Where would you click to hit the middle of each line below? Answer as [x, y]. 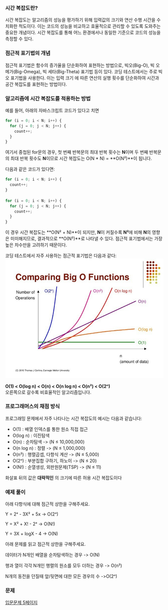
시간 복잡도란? [22, 8]
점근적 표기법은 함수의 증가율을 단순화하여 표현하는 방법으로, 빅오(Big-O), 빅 [80, 65]
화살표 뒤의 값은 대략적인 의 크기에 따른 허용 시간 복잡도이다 [64, 478]
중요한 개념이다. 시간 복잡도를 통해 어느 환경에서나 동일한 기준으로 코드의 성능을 [83, 33]
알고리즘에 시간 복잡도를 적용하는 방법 [48, 98]
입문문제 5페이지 [21, 602]
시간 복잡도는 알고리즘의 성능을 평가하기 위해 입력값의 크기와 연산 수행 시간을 [80, 20]
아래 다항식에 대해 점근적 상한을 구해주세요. [48, 504]
